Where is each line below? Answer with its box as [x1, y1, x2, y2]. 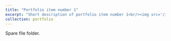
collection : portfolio [5, 16, 53, 21]
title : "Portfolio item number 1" [5, 7, 79, 12]
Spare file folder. [5, 30, 40, 36]
